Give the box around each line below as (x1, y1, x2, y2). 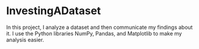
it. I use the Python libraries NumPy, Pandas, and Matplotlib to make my (6, 30, 182, 37)
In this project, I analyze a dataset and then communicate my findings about (6, 24, 193, 31)
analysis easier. (6, 36, 44, 43)
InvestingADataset (6, 4, 102, 18)
